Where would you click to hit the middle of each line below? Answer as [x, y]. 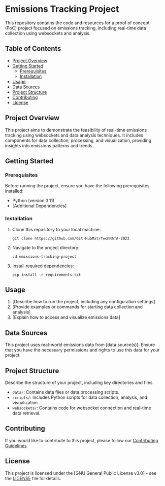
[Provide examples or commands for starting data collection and [77, 307]
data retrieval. [26, 413]
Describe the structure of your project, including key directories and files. [80, 382]
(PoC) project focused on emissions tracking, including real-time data [76, 28]
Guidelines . [16, 446]
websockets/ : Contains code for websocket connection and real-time [82, 408]
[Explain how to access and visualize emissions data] [66, 317]
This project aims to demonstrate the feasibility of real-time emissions [76, 130]
